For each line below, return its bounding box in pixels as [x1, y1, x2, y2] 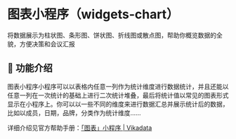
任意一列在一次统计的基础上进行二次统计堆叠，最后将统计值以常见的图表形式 [7, 91, 229, 99]
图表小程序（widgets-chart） [7, 6, 179, 22]
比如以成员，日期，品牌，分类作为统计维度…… [7, 108, 142, 117]
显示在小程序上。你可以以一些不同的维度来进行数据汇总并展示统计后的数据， [7, 100, 229, 108]
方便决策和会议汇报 [19, 39, 75, 48]
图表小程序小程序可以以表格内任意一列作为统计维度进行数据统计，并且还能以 [7, 82, 229, 91]
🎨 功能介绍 [7, 62, 53, 74]
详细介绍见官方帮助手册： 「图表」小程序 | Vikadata [7, 124, 152, 132]
